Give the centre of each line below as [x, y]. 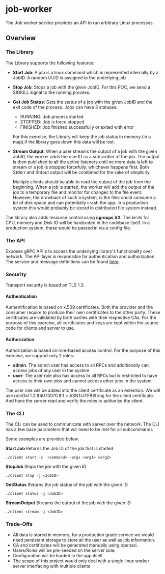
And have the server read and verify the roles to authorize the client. [75, 401]
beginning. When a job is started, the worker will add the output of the [83, 187]
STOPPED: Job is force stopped [52, 122]
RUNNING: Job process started [52, 116]
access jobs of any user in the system [51, 370]
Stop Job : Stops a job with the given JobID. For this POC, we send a [82, 87]
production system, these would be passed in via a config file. [69, 228]
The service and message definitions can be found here [62, 261]
